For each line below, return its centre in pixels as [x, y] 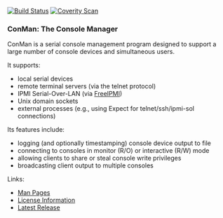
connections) [36, 116]
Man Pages [34, 193]
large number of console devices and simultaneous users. [91, 52]
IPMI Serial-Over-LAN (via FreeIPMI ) [70, 94]
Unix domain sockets [48, 101]
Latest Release [39, 207]
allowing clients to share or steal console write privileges [99, 158]
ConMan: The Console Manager [63, 29]
